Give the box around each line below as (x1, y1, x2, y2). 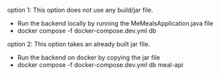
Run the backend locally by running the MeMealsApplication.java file (17, 19, 214, 27)
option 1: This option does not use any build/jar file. (7, 6, 153, 14)
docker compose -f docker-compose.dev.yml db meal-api (17, 61, 184, 68)
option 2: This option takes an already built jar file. (7, 40, 151, 48)
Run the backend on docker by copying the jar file (17, 53, 160, 61)
